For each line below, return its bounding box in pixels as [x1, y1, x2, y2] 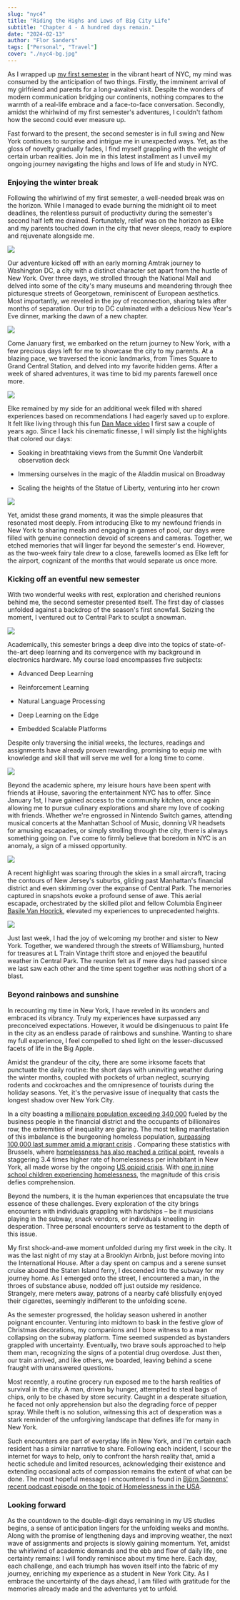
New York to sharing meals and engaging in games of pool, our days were [7, 526, 226, 535]
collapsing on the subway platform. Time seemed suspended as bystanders [7, 1333, 231, 1342]
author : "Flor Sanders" [7, 37, 79, 44]
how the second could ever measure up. [7, 115, 126, 124]
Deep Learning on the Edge [17, 711, 99, 720]
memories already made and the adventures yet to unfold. [7, 1584, 179, 1593]
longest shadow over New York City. [7, 1095, 114, 1104]
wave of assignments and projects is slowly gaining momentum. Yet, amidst [7, 1539, 230, 1548]
